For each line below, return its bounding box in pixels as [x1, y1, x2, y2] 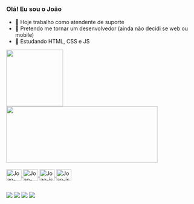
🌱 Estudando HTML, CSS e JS [15, 38, 90, 45]
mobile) [15, 31, 34, 39]
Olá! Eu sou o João [6, 5, 62, 13]
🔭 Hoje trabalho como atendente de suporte [15, 19, 125, 26]
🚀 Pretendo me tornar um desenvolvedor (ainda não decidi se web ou [15, 25, 189, 32]
